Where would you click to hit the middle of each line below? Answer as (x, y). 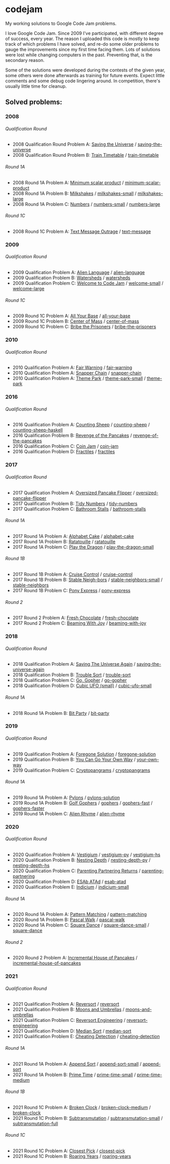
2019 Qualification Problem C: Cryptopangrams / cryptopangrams (81, 770)
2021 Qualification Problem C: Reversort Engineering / (69, 1020)
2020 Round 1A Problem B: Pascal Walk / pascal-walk (69, 920)
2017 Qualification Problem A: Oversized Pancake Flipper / (74, 493)
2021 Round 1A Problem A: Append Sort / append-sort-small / (77, 1064)
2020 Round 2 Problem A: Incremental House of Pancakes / (75, 958)
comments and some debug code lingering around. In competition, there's (83, 81)
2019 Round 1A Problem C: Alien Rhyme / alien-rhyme (69, 813)
